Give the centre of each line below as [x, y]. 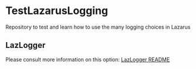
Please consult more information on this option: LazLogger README [88, 59]
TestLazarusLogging [57, 11]
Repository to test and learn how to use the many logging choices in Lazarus [98, 27]
